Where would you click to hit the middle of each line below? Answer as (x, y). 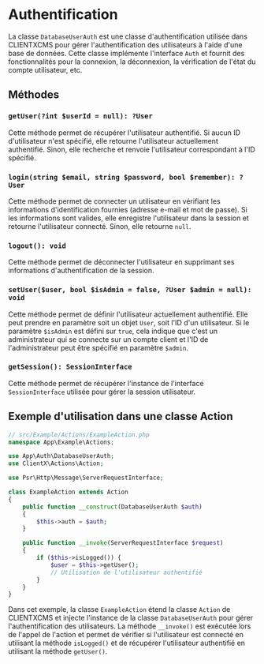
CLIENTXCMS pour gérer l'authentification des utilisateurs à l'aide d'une (125, 44)
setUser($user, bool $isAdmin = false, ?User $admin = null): (130, 290)
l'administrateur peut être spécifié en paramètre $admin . (99, 347)
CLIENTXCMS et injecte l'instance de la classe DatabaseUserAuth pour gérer (131, 618)
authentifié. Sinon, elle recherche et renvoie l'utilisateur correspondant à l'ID (132, 149)
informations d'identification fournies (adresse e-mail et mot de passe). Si (128, 209)
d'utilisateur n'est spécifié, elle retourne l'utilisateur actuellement (113, 141)
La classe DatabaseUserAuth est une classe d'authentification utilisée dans (128, 36)
